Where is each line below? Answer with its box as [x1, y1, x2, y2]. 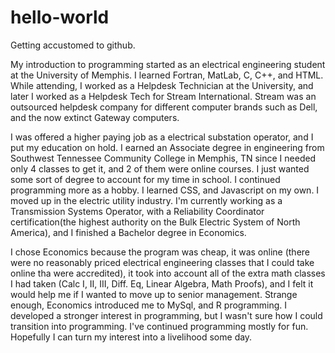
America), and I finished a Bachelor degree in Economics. [10, 226, 247, 238]
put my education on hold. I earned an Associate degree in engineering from [10, 141, 325, 153]
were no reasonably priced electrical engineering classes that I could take [10, 256, 315, 268]
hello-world [10, 6, 110, 29]
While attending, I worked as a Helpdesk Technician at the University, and [10, 79, 314, 91]
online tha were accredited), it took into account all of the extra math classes [10, 267, 326, 279]
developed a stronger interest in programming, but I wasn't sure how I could [10, 309, 323, 321]
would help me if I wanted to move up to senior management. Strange [10, 288, 298, 300]
